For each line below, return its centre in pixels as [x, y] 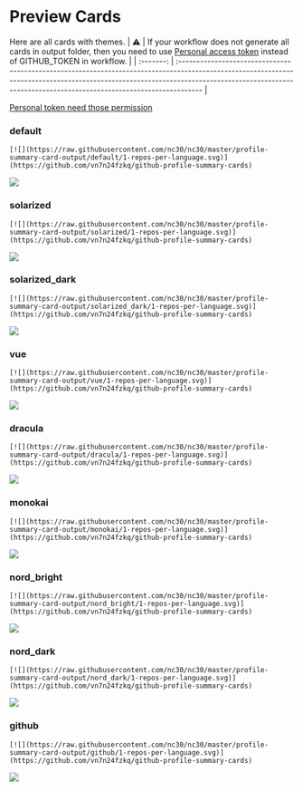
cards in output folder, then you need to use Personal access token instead [149, 51]
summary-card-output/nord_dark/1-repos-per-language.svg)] [123, 678]
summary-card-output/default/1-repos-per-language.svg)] [119, 158]
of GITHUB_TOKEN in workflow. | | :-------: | [92, 61]
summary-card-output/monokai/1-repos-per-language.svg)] [119, 529]
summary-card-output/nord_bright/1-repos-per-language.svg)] [127, 604]
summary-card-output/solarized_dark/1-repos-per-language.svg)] [133, 306]
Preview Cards [66, 17]
